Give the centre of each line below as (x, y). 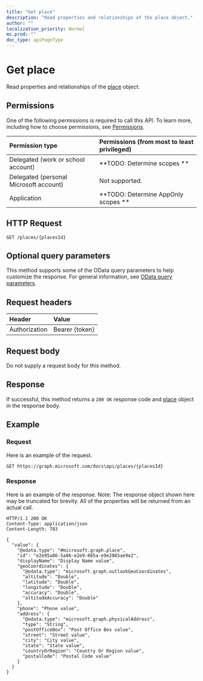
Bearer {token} (74, 329)
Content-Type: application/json (47, 524)
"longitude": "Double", (52, 587)
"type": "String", (45, 624)
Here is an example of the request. (49, 455)
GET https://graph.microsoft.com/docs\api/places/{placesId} (85, 466)
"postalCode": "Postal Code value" (67, 656)
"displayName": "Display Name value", (66, 561)
